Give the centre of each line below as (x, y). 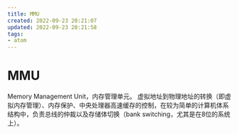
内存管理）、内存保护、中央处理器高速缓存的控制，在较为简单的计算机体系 (121, 105)
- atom (17, 41)
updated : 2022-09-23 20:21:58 (52, 27)
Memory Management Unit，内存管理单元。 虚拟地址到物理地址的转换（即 (116, 96)
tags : (15, 34)
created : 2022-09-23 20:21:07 (52, 21)
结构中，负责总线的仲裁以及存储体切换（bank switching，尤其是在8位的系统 (119, 114)
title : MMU (24, 14)
